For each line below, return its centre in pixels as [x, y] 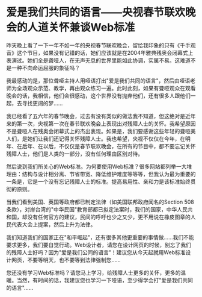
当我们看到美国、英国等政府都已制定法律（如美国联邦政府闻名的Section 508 [100, 202]
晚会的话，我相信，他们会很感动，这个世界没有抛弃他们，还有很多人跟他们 [98, 95]
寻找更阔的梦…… [42, 103]
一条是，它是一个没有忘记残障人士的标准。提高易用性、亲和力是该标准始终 [98, 181]
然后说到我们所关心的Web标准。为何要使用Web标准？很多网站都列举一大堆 [99, 166]
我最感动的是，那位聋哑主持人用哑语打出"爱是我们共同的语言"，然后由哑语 [98, 80]
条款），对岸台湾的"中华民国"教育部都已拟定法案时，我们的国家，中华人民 [97, 209]
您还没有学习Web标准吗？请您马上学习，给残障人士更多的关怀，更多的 [93, 272]
